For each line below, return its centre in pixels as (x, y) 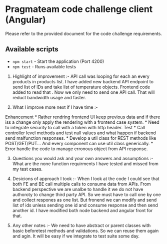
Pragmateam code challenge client (79, 9)
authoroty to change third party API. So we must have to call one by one (86, 194)
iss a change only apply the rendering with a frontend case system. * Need (82, 122)
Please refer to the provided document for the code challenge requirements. (84, 33)
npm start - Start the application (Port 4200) (58, 61)
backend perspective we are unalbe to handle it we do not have (78, 189)
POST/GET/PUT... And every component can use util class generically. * (79, 143)
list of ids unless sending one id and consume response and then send (85, 205)
